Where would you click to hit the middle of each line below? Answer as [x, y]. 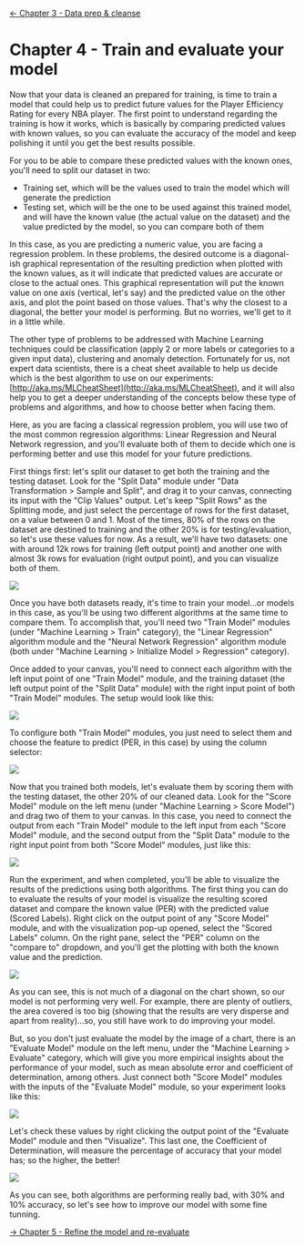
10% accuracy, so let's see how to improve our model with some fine [138, 1204]
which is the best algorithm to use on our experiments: [112, 378]
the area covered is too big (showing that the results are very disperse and [149, 1011]
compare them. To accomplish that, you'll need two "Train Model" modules [150, 622]
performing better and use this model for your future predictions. [131, 454]
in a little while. [37, 322]
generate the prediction [66, 197]
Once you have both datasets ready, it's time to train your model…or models [152, 603]
